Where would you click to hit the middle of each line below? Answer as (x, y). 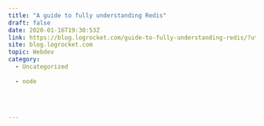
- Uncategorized (42, 67)
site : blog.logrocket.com (50, 45)
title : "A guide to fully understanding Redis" (88, 15)
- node (26, 81)
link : (17, 37)
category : (24, 60)
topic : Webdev (31, 52)
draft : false (29, 23)
